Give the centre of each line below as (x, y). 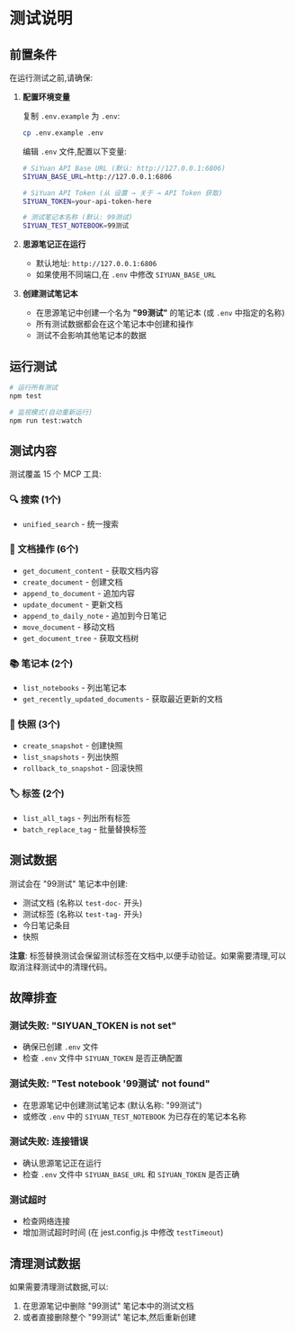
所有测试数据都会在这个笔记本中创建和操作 (115, 324)
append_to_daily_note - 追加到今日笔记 (94, 615)
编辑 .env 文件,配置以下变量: (75, 151)
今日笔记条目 (46, 925)
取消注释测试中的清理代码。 (61, 967)
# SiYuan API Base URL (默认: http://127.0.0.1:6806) (124, 168)
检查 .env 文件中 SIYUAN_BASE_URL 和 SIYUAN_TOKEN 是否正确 (131, 1174)
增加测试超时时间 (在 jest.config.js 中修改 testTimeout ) (123, 1232)
